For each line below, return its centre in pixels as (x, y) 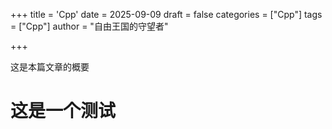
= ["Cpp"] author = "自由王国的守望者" (89, 26)
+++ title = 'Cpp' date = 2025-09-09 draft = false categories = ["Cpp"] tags (166, 14)
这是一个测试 (63, 111)
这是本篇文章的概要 (50, 67)
